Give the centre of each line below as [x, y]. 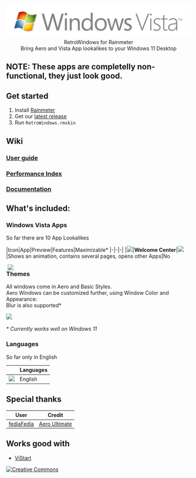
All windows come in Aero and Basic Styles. [59, 287]
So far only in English [32, 357]
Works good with [38, 444]
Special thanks [34, 400]
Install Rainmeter [35, 110]
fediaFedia [21, 423]
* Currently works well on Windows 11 [52, 329]
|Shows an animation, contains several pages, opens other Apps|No [88, 256]
